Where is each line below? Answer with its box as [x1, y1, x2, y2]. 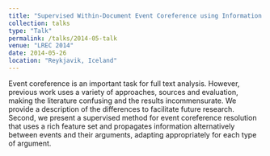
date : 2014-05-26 [8, 49, 67, 57]
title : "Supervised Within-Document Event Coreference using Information [8, 11, 263, 20]
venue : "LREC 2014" [8, 42, 74, 50]
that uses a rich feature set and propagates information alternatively [8, 121, 235, 131]
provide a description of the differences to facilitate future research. [8, 104, 234, 113]
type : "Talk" [8, 27, 53, 35]
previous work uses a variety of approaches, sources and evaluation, [8, 87, 238, 96]
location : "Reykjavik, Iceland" [8, 57, 117, 65]
